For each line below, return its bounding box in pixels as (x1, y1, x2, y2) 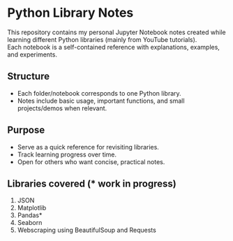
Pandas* (17, 211, 43, 219)
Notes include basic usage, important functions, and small (17, 96, 185, 105)
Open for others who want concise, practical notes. (17, 157, 165, 166)
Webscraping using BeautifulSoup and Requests (17, 226, 157, 235)
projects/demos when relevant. (17, 103, 107, 112)
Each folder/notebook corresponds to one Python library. (17, 89, 181, 97)
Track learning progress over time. (17, 150, 117, 159)
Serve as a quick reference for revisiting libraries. (17, 143, 159, 151)
